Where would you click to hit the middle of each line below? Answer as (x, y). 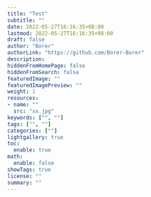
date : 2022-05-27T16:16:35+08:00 (56, 27)
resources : (23, 98)
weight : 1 (22, 92)
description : (26, 59)
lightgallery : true (35, 137)
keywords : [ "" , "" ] (35, 117)
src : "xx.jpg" (34, 111)
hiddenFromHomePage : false (46, 66)
